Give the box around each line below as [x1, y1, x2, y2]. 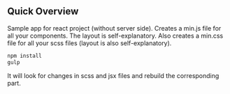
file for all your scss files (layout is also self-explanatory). [7, 38, 172, 47]
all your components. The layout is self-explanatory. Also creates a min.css [7, 31, 224, 40]
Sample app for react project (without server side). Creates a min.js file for [7, 24, 222, 32]
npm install [7, 52, 42, 59]
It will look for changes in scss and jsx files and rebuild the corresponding [7, 71, 220, 79]
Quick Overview [7, 6, 79, 17]
